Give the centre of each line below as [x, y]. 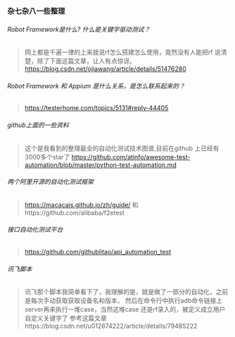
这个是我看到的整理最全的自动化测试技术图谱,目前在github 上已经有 [122, 148]
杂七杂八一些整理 [36, 11]
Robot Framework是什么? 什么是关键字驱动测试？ [79, 29]
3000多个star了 [47, 157]
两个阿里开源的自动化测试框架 [50, 182]
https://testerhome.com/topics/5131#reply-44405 [96, 108]
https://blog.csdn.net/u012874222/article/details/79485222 [111, 326]
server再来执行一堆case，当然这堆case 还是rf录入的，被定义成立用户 [125, 310]
